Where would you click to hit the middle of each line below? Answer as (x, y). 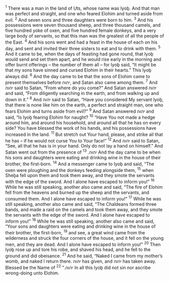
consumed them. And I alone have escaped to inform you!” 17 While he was (83, 198)
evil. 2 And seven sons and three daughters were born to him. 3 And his (79, 19)
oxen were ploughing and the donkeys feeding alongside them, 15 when (79, 169)
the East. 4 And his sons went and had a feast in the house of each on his (81, 42)
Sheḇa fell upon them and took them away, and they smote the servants (80, 175)
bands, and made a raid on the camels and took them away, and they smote (84, 209)
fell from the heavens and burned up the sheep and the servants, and (77, 192)
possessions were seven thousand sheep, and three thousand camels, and (83, 25)
